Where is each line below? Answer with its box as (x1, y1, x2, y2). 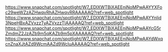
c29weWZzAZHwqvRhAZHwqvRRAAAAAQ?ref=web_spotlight (5, 9, 134, 15)
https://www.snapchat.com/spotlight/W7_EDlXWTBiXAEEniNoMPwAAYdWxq (5, 36, 163, 42)
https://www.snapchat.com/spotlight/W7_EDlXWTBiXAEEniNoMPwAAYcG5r (5, 25, 161, 31)
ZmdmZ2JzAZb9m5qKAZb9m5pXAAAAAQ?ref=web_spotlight (5, 31, 134, 36)
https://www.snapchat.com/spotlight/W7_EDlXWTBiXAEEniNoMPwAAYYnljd (5, 15, 162, 20)
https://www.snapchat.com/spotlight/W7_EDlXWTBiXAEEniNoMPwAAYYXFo (5, 4, 162, 10)
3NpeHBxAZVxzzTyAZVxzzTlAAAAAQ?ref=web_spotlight (5, 20, 124, 26)
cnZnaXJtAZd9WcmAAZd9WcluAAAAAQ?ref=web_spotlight (5, 41, 130, 47)
